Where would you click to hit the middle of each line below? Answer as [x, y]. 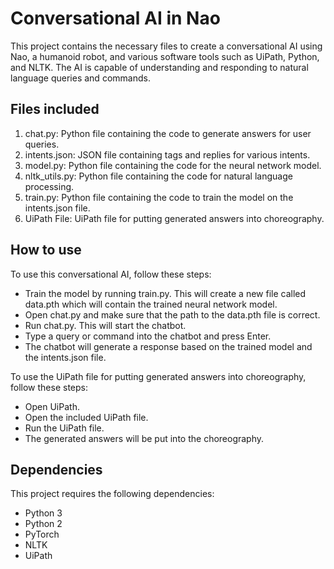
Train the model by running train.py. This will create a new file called [165, 293]
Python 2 [43, 524]
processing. [49, 186]
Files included [55, 109]
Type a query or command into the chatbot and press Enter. [148, 336]
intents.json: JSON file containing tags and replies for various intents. [167, 154]
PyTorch [42, 534]
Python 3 [43, 513]
